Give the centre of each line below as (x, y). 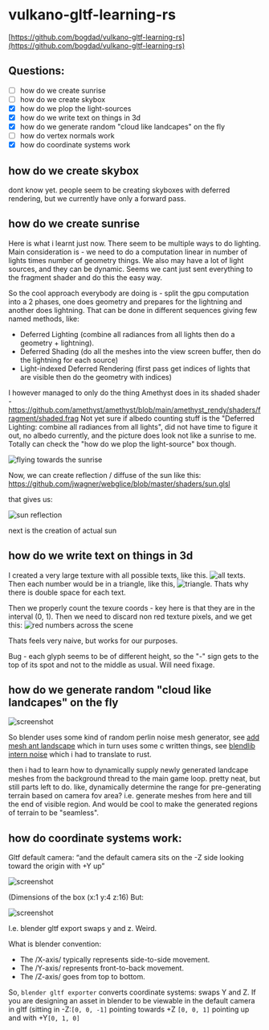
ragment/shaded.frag (43, 418)
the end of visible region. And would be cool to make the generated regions (133, 804)
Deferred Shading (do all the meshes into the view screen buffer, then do (140, 351)
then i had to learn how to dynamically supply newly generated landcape (128, 770)
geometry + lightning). (57, 343)
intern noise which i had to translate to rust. (80, 755)
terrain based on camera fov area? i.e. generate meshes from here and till (130, 796)
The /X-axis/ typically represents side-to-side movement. (115, 960)
